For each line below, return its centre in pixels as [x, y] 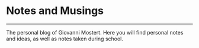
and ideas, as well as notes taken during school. [65, 39]
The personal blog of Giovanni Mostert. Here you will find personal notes [95, 32]
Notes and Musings [55, 11]
